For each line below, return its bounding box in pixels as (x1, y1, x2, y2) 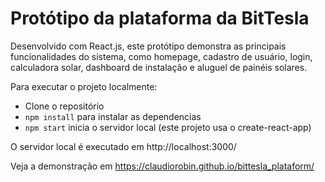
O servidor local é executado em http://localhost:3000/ (10, 140, 237, 152)
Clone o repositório (24, 100, 105, 112)
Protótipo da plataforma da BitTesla (10, 7, 310, 30)
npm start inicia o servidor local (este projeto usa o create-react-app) (24, 121, 312, 133)
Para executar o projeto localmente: (10, 80, 158, 92)
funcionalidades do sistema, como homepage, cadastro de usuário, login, (10, 50, 313, 62)
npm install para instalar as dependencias (24, 110, 202, 122)
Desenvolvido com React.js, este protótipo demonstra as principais (10, 40, 287, 52)
